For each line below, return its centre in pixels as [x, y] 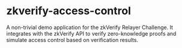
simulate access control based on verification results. [72, 40]
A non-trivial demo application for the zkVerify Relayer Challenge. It [89, 27]
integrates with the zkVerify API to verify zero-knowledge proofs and [91, 33]
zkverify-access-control [68, 11]
